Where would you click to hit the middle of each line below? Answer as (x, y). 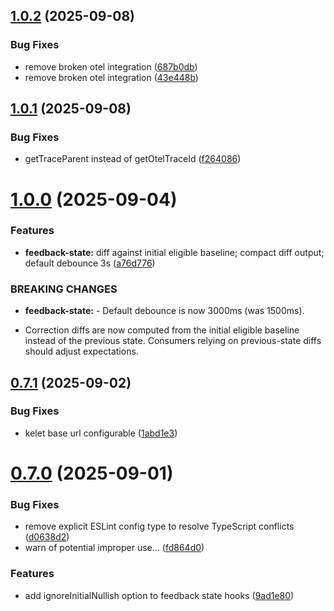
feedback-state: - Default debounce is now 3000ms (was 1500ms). (164, 311)
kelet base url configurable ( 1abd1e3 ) (101, 433)
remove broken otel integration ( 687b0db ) (111, 66)
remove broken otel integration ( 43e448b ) (111, 77)
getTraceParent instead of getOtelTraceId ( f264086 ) (133, 159)
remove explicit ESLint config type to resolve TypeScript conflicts (159, 526)
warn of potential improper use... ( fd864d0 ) (114, 548)
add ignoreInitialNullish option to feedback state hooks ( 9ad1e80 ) (159, 595)
